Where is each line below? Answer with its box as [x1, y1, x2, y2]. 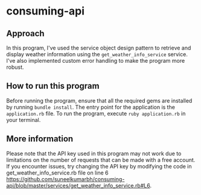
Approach [6, 28, 45, 39]
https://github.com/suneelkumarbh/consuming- [6, 175, 125, 182]
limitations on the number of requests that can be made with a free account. [6, 156, 196, 164]
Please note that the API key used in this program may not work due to [6, 150, 182, 157]
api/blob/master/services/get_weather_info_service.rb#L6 [6, 182, 150, 189]
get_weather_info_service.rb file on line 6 [6, 169, 109, 176]
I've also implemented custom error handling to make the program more [6, 57, 185, 64]
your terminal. [6, 116, 41, 123]
